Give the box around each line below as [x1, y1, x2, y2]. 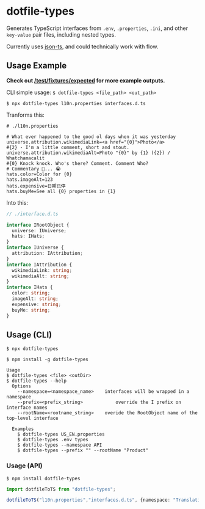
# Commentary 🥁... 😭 [6, 166, 61, 172]
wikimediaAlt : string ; [12, 273, 70, 279]
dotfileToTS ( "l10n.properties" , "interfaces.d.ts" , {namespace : [6, 497, 171, 504]
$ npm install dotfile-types [6, 475, 81, 482]
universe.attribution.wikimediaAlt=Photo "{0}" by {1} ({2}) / [6, 150, 171, 156]
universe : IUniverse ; [12, 227, 67, 233]
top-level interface [6, 416, 59, 422]
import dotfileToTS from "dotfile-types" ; [6, 486, 116, 493]
